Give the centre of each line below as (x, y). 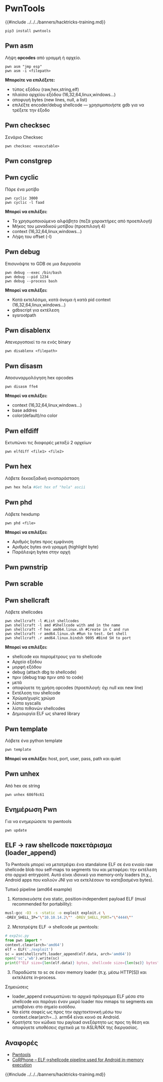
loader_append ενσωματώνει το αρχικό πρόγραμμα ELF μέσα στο (78, 996)
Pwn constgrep (29, 161)
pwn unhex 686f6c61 (25, 795)
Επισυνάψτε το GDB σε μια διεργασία (43, 263)
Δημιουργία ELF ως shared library (46, 714)
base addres (24, 411)
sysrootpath (24, 315)
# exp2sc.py (17, 936)
